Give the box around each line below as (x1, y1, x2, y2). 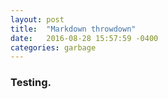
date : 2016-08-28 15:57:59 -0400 (10, 33, 159, 43)
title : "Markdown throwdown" (10, 24, 137, 34)
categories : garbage (10, 42, 97, 53)
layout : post (10, 14, 65, 25)
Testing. (10, 76, 52, 90)
